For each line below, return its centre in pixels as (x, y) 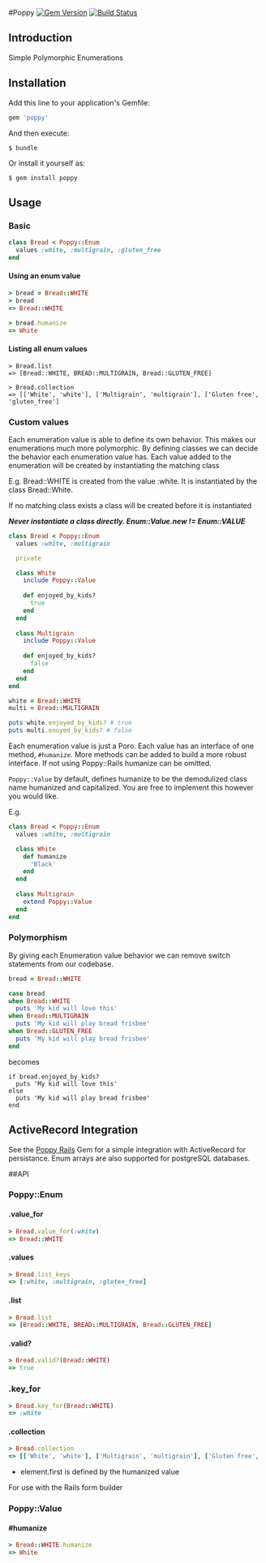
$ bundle (23, 148)
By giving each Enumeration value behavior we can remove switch (120, 955)
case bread (27, 993)
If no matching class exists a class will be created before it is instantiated (130, 505)
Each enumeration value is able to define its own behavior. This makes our (133, 439)
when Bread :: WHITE (39, 1001)
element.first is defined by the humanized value (100, 1472)
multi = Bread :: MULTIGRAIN (54, 708)
